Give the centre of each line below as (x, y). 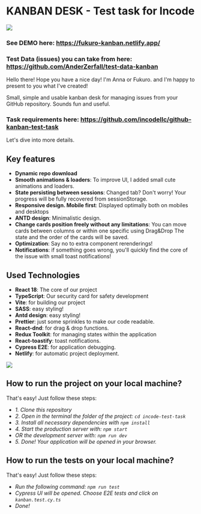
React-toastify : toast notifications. (58, 341)
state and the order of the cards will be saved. (72, 237)
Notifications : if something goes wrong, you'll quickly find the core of (101, 250)
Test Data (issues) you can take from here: (69, 59)
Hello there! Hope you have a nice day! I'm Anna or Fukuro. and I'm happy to (100, 80)
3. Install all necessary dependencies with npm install (82, 422)
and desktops (32, 212)
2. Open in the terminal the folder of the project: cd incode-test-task (100, 416)
